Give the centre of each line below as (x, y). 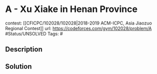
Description (24, 49)
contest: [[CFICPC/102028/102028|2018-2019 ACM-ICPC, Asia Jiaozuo (79, 23)
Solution (18, 66)
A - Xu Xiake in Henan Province (71, 9)
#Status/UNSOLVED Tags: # (34, 33)
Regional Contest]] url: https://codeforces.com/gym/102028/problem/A (78, 28)
